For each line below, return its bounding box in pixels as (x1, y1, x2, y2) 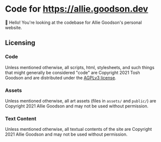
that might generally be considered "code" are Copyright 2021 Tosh (5, 70, 141, 75)
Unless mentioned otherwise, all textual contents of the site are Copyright (5, 126, 152, 132)
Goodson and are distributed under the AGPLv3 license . (5, 74, 116, 81)
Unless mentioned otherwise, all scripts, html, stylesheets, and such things (5, 64, 155, 70)
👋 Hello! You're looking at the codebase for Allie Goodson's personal (5, 19, 142, 25)
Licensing (5, 39, 35, 47)
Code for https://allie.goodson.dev (5, 3, 148, 15)
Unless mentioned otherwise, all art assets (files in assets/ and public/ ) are (5, 98, 157, 104)
